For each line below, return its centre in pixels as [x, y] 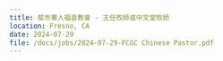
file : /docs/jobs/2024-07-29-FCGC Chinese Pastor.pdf [112, 43]
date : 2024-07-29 [42, 34]
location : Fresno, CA [50, 26]
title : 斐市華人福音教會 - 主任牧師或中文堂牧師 [90, 17]
